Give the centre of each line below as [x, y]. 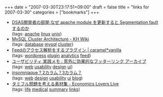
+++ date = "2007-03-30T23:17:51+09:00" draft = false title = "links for [77, 7]
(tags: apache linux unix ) [37, 34]
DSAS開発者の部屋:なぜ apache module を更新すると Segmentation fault [85, 22]
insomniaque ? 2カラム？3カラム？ [47, 72]
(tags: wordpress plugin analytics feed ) [51, 55]
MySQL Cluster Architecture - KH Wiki [50, 39]
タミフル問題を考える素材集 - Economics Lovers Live [65, 84]
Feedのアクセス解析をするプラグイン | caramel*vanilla [67, 50]
